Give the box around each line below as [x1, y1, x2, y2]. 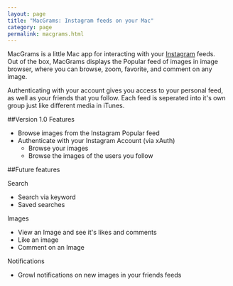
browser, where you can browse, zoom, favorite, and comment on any [7, 65, 212, 73]
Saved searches [17, 201, 65, 209]
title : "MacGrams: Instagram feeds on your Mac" [7, 17, 154, 24]
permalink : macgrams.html [7, 30, 84, 38]
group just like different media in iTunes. [7, 101, 125, 110]
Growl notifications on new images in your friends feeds [17, 271, 182, 280]
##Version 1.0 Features [7, 115, 75, 124]
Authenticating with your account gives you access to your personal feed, [7, 86, 224, 95]
